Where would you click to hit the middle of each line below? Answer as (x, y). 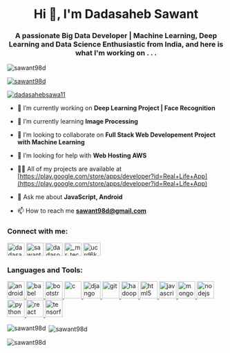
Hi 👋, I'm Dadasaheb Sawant (116, 14)
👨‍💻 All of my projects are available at (69, 169)
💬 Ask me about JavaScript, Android (70, 197)
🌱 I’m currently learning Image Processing (77, 122)
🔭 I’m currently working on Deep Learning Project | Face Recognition (116, 108)
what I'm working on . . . (116, 53)
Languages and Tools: (45, 270)
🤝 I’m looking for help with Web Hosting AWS (82, 155)
